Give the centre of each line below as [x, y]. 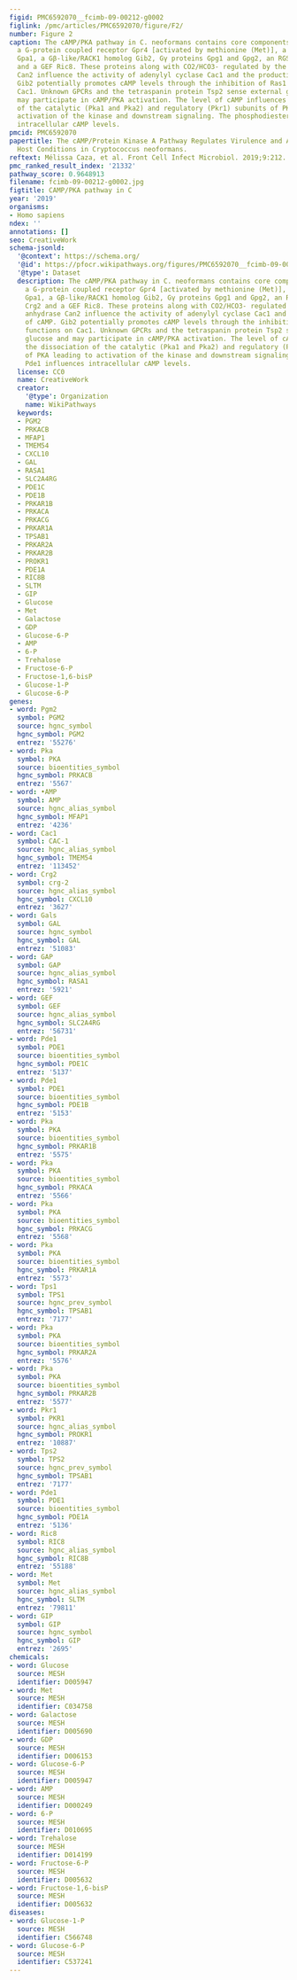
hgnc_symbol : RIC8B [53, 1558]
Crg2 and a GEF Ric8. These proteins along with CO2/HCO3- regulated [156, 306]
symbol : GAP [39, 965]
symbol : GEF [39, 1006]
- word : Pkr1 [33, 1410]
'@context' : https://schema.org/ [79, 257]
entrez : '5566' [45, 1196]
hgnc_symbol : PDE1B [53, 1105]
